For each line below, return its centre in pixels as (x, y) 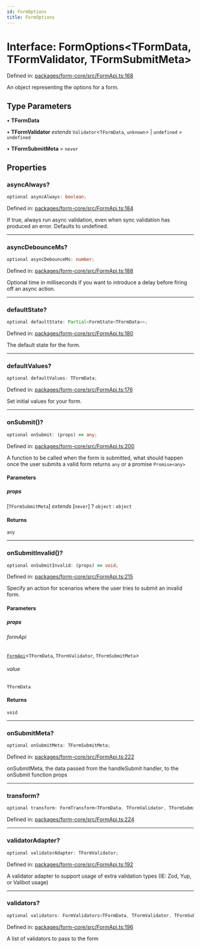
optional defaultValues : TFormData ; (52, 378)
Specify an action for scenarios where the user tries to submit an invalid (95, 588)
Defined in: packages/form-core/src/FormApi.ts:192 (70, 864)
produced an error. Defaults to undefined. (58, 226)
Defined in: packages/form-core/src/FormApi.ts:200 (71, 446)
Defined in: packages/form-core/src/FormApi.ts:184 (70, 208)
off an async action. (31, 288)
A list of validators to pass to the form (53, 938)
